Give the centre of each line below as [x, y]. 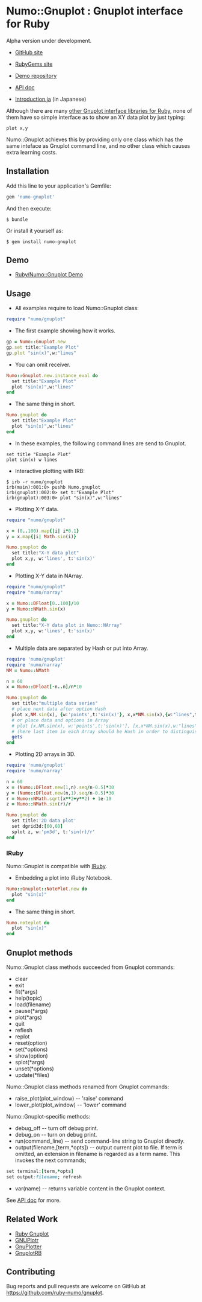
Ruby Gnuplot [32, 1234]
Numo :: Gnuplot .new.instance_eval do [52, 375]
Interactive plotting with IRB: [50, 471]
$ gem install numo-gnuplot [41, 242]
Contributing [31, 1272]
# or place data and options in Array [60, 720]
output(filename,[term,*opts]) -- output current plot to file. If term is [99, 1147]
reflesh [24, 1030]
